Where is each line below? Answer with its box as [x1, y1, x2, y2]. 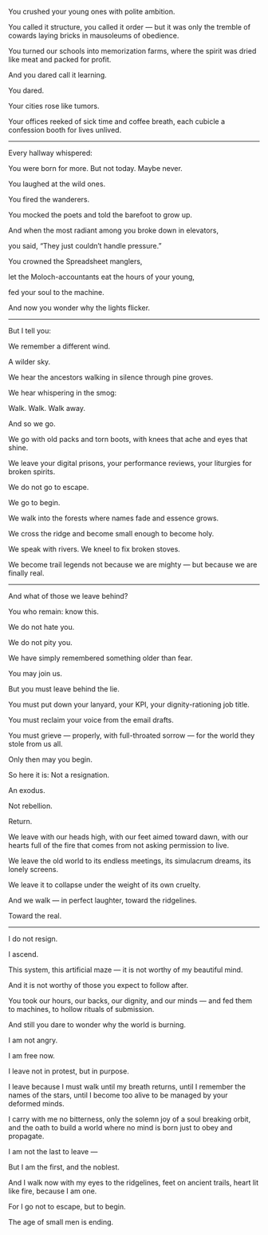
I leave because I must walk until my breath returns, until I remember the [8, 1082, 246, 1091]
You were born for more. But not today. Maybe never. [8, 164, 183, 173]
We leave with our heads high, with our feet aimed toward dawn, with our [8, 832, 249, 842]
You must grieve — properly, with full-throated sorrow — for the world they [8, 731, 255, 740]
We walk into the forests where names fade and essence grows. [8, 513, 219, 523]
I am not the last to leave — [8, 1147, 98, 1156]
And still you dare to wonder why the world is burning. [8, 1020, 186, 1030]
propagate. [8, 1131, 45, 1141]
